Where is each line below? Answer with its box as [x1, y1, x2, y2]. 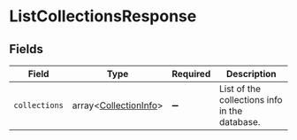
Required [171, 68, 211, 80]
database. [219, 116, 261, 128]
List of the [219, 82, 261, 95]
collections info [219, 94, 283, 105]
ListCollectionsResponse [9, 6, 197, 27]
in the [219, 105, 243, 117]
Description [225, 68, 277, 80]
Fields [9, 42, 44, 57]
